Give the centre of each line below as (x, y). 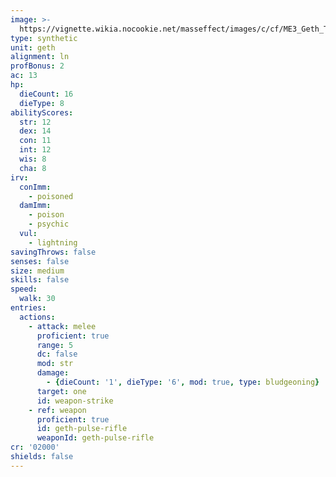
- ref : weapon (57, 410)
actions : (37, 317)
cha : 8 (33, 168)
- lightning (53, 242)
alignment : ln (40, 57)
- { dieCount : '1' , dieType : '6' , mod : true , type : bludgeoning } (183, 382)
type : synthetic (44, 38)
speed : (24, 289)
